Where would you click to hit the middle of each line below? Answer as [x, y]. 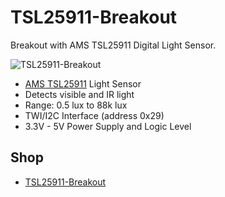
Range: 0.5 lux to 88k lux [76, 105]
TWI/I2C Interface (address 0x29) [94, 115]
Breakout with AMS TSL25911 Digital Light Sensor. [113, 45]
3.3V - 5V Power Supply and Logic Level [108, 126]
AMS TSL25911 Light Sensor [83, 83]
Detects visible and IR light [79, 94]
